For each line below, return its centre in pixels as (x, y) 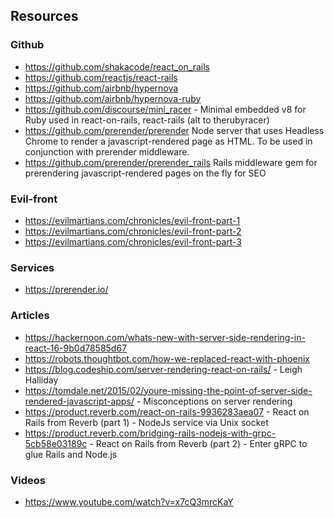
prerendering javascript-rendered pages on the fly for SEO (145, 173)
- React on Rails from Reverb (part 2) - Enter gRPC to (198, 443)
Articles (30, 316)
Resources (44, 16)
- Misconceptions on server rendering (214, 401)
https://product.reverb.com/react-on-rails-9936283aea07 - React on (167, 411)
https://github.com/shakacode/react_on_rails (117, 66)
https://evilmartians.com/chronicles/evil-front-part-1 (132, 220)
